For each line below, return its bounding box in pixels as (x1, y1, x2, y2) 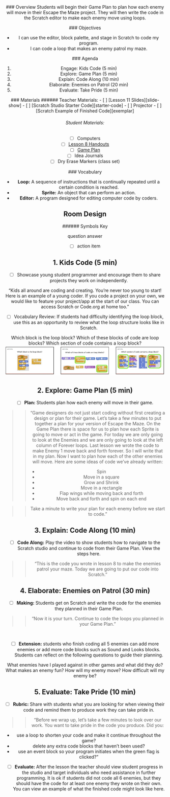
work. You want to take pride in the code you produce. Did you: (31, 722, 164, 728)
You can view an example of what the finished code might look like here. (13, 786, 165, 792)
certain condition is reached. (59, 184, 119, 190)
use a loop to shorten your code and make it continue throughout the (16, 732, 161, 738)
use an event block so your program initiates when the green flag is (18, 748, 160, 755)
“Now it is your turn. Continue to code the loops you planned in (32, 616, 164, 622)
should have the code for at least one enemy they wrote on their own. (16, 781, 162, 787)
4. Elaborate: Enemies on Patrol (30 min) (19, 586, 151, 595)
